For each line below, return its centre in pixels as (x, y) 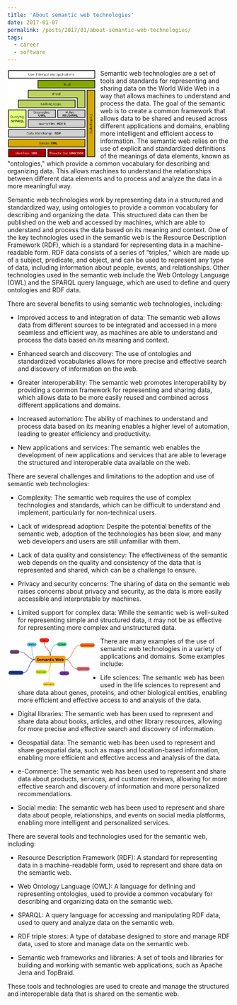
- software (30, 52)
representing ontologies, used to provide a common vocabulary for (115, 894)
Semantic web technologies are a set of (158, 73)
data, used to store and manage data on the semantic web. (103, 944)
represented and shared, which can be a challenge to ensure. (107, 570)
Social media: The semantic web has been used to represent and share (121, 808)
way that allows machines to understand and (165, 96)
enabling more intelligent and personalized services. (94, 822)
